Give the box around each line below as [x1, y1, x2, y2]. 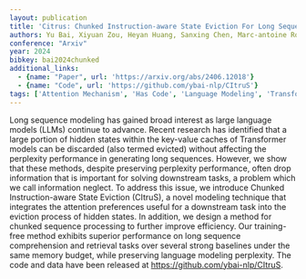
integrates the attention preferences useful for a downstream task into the [9, 201, 287, 212]
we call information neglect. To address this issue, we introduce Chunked [9, 182, 285, 193]
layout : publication [9, 13, 88, 23]
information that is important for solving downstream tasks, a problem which [9, 172, 296, 183]
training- [254, 220, 287, 232]
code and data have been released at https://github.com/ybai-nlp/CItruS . [9, 259, 284, 270]
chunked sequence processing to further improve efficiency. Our [9, 220, 253, 232]
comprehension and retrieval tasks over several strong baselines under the [9, 240, 291, 251]
